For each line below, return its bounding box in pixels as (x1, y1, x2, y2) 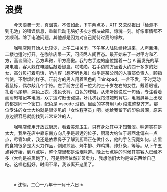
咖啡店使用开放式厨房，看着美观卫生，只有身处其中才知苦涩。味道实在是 (14, 124, 162, 130)
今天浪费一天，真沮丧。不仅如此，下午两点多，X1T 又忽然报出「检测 (14, 22, 154, 28)
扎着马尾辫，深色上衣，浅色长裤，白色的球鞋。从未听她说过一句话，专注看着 (5, 88, 162, 95)
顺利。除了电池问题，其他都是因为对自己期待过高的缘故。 (9, 34, 127, 40)
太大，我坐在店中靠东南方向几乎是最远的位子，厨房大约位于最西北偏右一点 (5, 130, 158, 136)
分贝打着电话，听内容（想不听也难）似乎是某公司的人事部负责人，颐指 (18, 70, 162, 76)
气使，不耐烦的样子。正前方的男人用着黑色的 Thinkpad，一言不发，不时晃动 (5, 76, 161, 82)
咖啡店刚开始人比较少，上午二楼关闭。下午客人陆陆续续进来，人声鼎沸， (14, 45, 162, 51)
